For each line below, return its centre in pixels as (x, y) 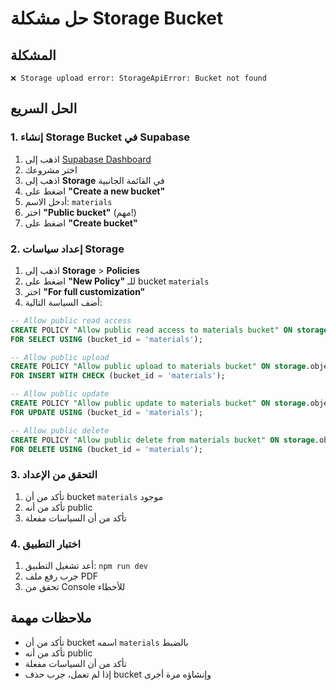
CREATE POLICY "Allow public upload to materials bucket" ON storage (158, 367)
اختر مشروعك (51, 169)
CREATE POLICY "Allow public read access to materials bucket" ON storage (169, 330)
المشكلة (33, 55)
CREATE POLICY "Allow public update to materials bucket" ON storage (158, 403)
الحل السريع (44, 108)
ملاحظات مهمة (51, 618)
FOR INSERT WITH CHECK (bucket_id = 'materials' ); (118, 376)
